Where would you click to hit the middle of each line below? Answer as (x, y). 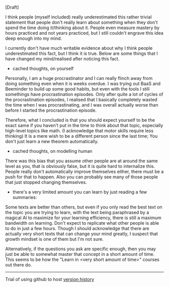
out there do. (19, 265)
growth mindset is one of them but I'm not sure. (55, 239)
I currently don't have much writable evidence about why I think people (79, 48)
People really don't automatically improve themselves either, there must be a (84, 171)
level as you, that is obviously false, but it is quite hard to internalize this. (80, 166)
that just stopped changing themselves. (46, 182)
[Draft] (12, 7)
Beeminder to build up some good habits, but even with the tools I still (77, 89)
